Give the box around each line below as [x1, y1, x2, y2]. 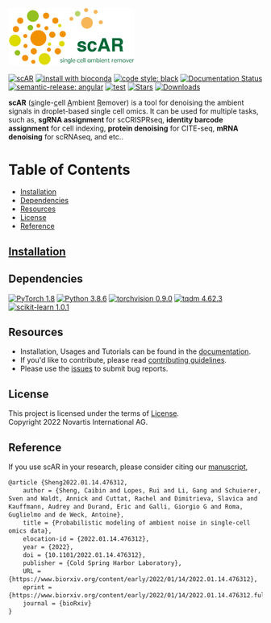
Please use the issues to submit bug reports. [19, 363, 169, 374]
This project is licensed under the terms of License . [8, 409, 180, 418]
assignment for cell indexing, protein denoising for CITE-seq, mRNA [8, 123, 240, 133]
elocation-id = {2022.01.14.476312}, [23, 535, 150, 543]
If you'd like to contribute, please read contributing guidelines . [19, 355, 227, 365]
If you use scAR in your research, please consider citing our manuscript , [8, 462, 248, 471]
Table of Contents [8, 160, 131, 179]
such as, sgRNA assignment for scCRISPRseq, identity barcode [8, 115, 223, 125]
